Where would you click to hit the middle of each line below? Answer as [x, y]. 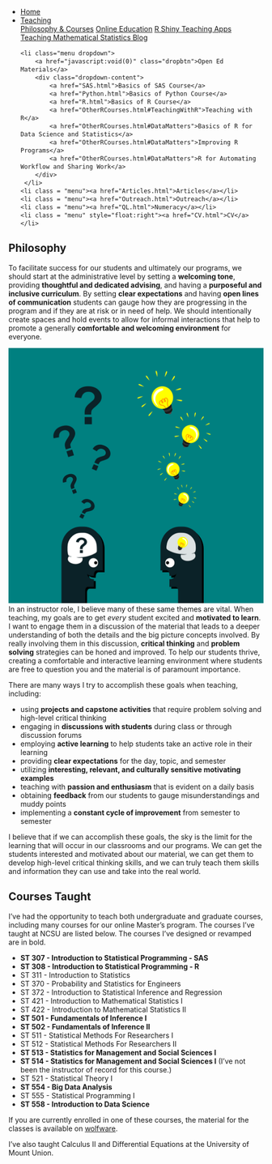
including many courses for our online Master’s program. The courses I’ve [132, 925]
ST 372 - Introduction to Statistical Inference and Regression [121, 992]
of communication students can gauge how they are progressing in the [128, 302]
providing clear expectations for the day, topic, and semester [123, 761]
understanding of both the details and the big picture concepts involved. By [134, 634]
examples [37, 778]
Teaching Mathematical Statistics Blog [84, 37]
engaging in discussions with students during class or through [126, 726]
